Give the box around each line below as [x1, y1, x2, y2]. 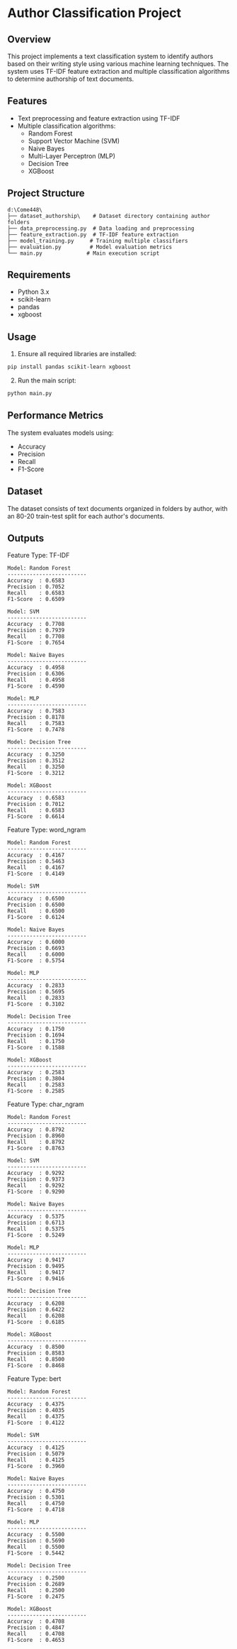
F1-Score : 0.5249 [7, 1232, 65, 1239]
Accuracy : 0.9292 [7, 1169, 65, 1177]
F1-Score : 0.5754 [7, 957, 65, 964]
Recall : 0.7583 [7, 720, 65, 727]
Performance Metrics [7, 409, 104, 421]
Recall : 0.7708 [7, 633, 65, 640]
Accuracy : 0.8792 [7, 1126, 65, 1133]
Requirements [7, 269, 71, 281]
